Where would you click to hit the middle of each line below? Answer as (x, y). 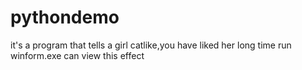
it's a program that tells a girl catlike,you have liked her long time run (151, 45)
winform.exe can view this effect (77, 55)
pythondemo (65, 17)
